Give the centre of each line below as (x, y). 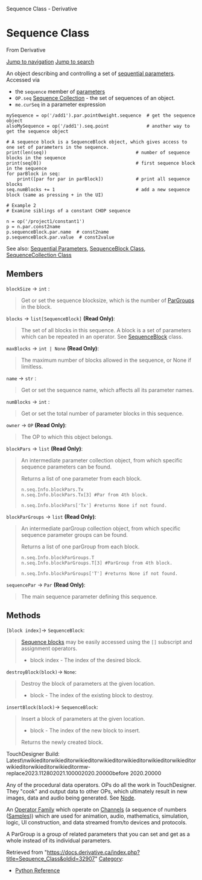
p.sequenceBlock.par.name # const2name (58, 232)
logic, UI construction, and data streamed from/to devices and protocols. (96, 822)
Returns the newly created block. (62, 742)
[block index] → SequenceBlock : (46, 630)
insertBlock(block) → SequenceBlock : (52, 707)
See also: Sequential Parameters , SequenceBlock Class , (76, 248)
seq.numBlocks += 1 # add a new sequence (98, 189)
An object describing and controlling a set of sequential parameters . (91, 73)
